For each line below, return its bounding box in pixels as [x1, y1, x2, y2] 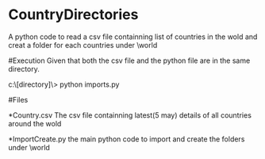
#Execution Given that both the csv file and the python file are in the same [8, 56, 251, 65]
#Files [8, 95, 29, 104]
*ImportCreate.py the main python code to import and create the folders [8, 134, 245, 144]
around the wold [8, 118, 62, 128]
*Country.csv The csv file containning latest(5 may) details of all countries [8, 110, 252, 120]
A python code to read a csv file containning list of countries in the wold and [8, 32, 258, 41]
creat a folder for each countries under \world [8, 40, 158, 49]
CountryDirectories [8, 6, 139, 24]
